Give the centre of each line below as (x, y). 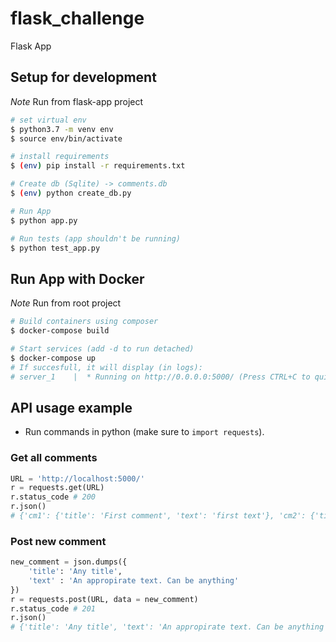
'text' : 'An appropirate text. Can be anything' (134, 580)
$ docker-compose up (53, 358)
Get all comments (54, 458)
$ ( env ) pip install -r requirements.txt (98, 166)
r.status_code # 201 (53, 608)
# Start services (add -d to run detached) (102, 348)
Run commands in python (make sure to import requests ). (144, 432)
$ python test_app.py (55, 248)
